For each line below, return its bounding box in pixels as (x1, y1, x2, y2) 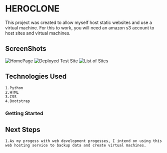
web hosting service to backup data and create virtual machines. (5, 143, 146, 148)
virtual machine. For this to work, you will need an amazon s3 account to (5, 24, 154, 30)
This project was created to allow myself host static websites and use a (5, 19, 152, 25)
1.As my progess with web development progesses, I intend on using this (5, 139, 162, 144)
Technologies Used (5, 72, 66, 81)
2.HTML (5, 90, 19, 95)
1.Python (5, 85, 23, 90)
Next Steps (5, 125, 40, 134)
